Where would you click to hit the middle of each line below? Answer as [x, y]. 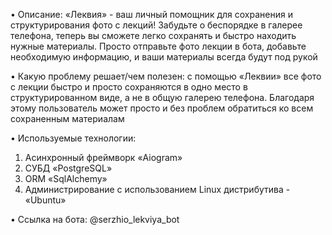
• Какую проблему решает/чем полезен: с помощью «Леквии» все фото [166, 76]
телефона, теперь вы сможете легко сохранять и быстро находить [153, 35]
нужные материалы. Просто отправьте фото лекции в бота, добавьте [158, 46]
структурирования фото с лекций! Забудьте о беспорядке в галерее [156, 25]
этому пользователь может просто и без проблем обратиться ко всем [162, 108]
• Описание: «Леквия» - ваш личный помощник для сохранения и [151, 14]
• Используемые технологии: [73, 138]
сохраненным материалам [67, 118]
